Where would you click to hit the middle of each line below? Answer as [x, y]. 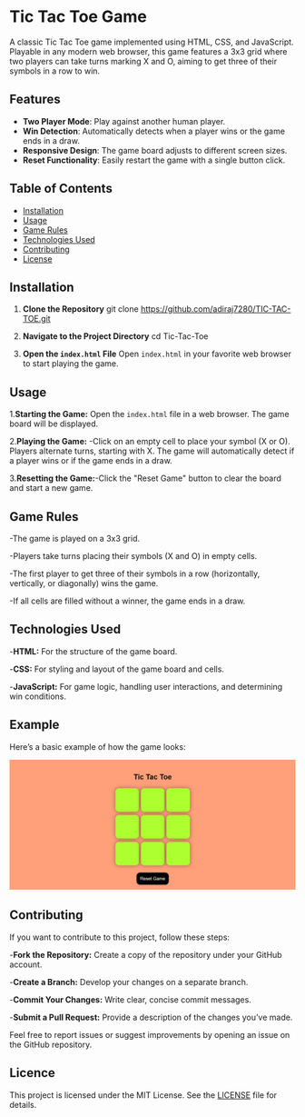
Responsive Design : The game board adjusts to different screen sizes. [155, 150]
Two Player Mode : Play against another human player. [124, 121]
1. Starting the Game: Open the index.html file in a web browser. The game [149, 414]
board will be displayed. [54, 424]
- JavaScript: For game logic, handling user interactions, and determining [146, 686]
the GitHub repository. [51, 1044]
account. [26, 964]
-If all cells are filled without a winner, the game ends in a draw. [128, 601]
